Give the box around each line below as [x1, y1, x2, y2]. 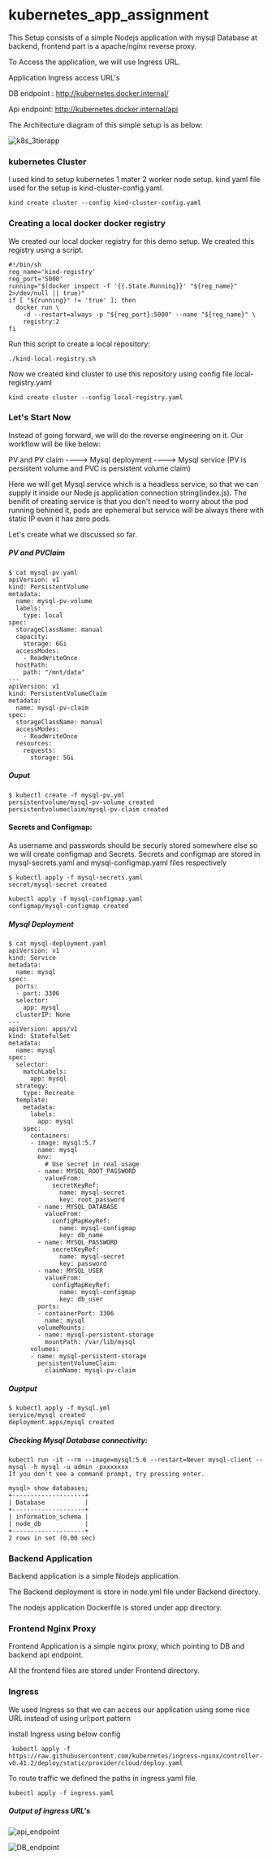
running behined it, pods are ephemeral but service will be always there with [8, 505, 264, 515]
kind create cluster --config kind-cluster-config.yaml [8, 199, 201, 207]
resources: [15, 739, 53, 747]
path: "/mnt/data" [23, 668, 85, 676]
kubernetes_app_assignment [8, 6, 209, 24]
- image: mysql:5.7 [29, 1138, 96, 1147]
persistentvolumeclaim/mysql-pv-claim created [8, 805, 169, 814]
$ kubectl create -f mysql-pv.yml [8, 791, 126, 799]
